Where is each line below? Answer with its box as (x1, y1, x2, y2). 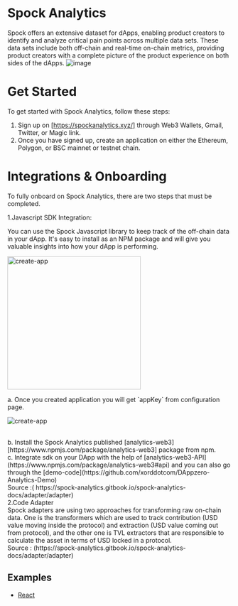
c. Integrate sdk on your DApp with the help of (7, 453, 143, 461)
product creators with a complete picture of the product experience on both (7, 51, 229, 60)
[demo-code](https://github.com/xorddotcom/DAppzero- (43, 467, 210, 477)
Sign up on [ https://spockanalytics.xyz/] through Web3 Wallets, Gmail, (17, 121, 224, 129)
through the (7, 467, 42, 477)
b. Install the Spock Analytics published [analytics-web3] (7, 438, 175, 446)
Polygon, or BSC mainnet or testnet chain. (17, 144, 141, 152)
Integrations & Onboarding (7, 168, 167, 185)
